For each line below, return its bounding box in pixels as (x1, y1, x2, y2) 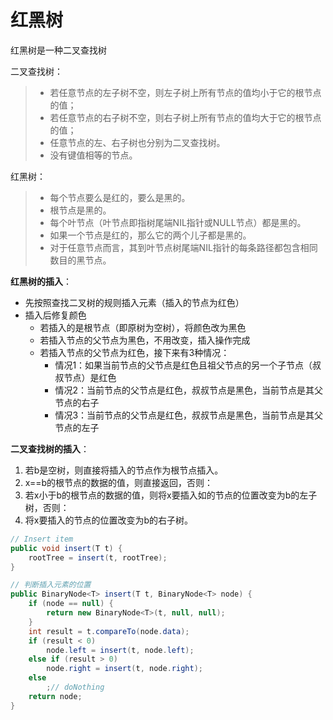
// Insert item (10, 534, 74, 544)
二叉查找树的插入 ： (10, 442, 90, 455)
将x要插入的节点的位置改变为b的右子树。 (24, 514, 194, 526)
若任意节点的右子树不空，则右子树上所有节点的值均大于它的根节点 (49, 111, 322, 123)
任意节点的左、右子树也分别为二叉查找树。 (49, 136, 226, 148)
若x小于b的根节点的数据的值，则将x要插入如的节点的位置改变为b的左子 (24, 489, 318, 501)
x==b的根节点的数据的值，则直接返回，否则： (24, 476, 214, 488)
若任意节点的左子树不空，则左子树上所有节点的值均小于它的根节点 (49, 86, 322, 98)
